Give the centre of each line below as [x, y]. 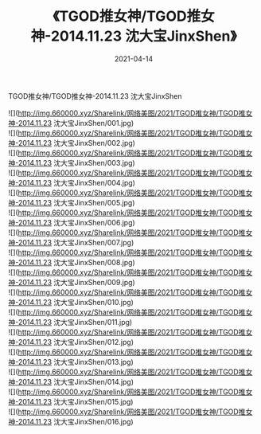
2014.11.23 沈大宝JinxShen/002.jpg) [76, 143]
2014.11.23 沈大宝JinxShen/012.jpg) [76, 342]
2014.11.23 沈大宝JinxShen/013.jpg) [76, 362]
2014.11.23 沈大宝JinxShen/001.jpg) [76, 123]
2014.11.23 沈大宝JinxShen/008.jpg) [76, 262]
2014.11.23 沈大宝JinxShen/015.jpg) [76, 401]
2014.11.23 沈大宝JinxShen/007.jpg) [76, 242]
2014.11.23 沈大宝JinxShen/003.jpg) [76, 162]
